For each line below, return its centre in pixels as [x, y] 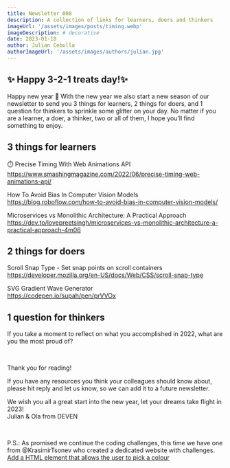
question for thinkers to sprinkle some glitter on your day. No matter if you [112, 111]
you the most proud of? [40, 342]
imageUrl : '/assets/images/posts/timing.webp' [75, 26]
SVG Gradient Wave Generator [50, 289]
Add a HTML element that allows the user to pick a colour [89, 458]
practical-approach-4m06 [44, 230]
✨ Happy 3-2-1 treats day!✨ [68, 80]
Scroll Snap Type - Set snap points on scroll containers [85, 268]
